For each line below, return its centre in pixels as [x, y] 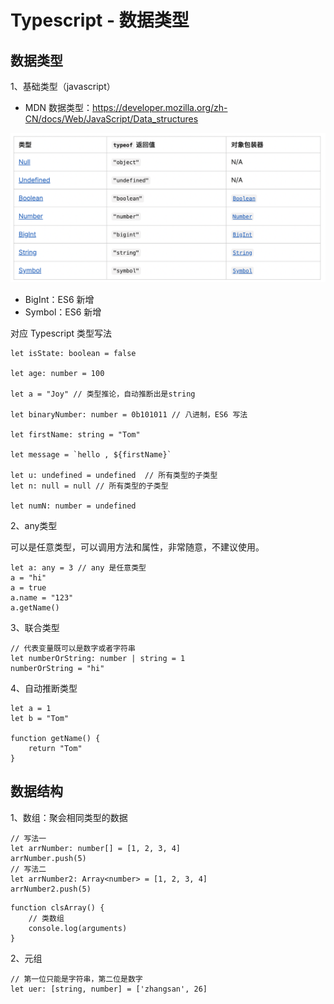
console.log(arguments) [78, 928]
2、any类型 [34, 525]
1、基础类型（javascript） [63, 86]
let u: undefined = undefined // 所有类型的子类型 [114, 475]
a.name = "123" [42, 597]
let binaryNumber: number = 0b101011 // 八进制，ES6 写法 [129, 414]
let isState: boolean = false [73, 353]
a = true [28, 587]
